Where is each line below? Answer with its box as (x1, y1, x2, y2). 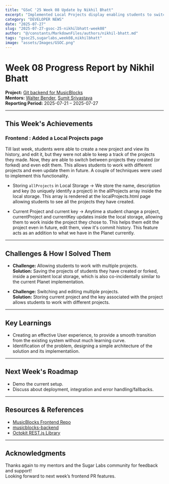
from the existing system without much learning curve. (12, 338, 126, 343)
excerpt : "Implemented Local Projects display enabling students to (5, 12, 152, 17)
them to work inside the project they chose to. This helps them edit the (12, 219, 159, 225)
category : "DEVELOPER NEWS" (5, 17, 64, 22)
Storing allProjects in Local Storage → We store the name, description (12, 183, 160, 189)
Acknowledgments (5, 449, 66, 458)
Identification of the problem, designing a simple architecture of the (12, 343, 152, 349)
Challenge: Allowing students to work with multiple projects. (12, 263, 138, 269)
